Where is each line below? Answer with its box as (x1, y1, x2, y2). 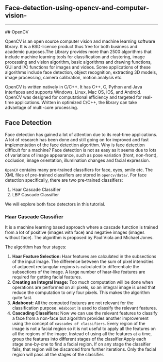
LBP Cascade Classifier (12, 191, 59, 197)
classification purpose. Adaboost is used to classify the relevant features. (12, 305, 157, 310)
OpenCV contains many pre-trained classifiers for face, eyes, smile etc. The (5, 167, 153, 172)
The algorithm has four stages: (5, 244, 66, 250)
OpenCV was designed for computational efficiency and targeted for (5, 94, 142, 100)
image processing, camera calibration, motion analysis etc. (5, 74, 123, 80)
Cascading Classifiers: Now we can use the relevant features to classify (12, 310, 158, 316)
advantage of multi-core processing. (5, 104, 79, 110)
